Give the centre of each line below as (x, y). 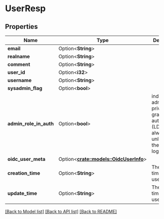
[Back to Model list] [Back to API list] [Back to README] (61, 211)
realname (19, 56)
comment (19, 64)
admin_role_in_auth (31, 124)
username (20, 80)
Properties (21, 27)
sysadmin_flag (25, 88)
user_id (16, 72)
